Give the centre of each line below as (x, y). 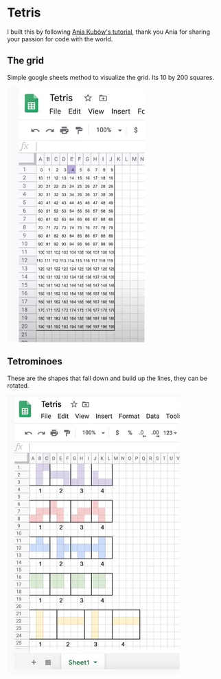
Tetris (24, 13)
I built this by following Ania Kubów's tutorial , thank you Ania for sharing (109, 32)
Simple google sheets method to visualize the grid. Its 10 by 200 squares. (111, 77)
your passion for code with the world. (60, 39)
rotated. (18, 385)
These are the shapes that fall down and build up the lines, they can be (107, 378)
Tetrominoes (35, 362)
